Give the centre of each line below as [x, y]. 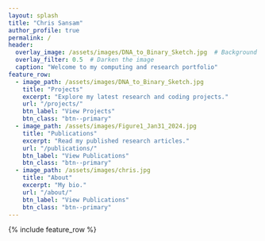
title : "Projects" [53, 89]
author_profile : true [44, 30]
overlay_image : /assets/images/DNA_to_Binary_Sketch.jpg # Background [136, 52]
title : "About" [48, 178]
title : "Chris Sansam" [46, 23]
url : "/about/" [48, 192]
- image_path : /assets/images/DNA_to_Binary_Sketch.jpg [109, 82]
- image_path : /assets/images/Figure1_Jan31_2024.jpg [106, 126]
